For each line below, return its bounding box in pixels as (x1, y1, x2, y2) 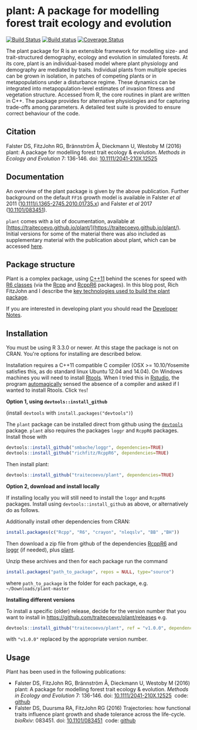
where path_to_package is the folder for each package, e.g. (6, 580, 148, 587)
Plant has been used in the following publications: (6, 668, 126, 675)
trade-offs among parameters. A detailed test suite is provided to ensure (6, 103, 181, 110)
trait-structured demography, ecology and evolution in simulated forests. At (6, 53, 188, 60)
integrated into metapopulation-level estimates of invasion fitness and (6, 85, 175, 92)
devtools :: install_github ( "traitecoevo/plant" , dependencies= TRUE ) (6, 472, 175, 478)
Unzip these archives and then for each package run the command (6, 557, 168, 564)
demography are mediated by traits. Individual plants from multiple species (6, 66, 187, 73)
